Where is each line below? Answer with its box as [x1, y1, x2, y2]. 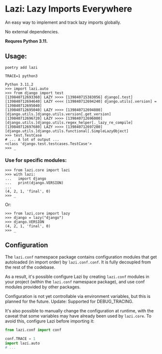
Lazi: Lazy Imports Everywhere [5, 3, 132, 15]
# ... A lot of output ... [5, 137, 59, 142]
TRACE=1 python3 [5, 74, 38, 78]
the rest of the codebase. [5, 264, 56, 270]
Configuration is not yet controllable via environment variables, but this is [5, 293, 151, 299]
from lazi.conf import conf [5, 327, 62, 332]
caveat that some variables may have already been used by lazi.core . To [5, 313, 151, 319]
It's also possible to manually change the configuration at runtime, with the [5, 308, 154, 313]
